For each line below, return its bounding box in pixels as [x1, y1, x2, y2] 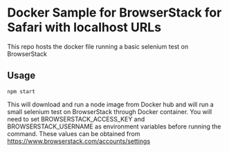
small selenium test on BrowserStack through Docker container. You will [7, 107, 212, 115]
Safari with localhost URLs [7, 19, 161, 35]
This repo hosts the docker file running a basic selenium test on [7, 42, 189, 50]
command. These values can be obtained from [7, 129, 140, 137]
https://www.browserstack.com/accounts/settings [7, 137, 151, 145]
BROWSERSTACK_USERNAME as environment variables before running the [7, 122, 221, 131]
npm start [7, 88, 36, 95]
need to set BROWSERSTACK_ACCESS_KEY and [7, 115, 145, 123]
